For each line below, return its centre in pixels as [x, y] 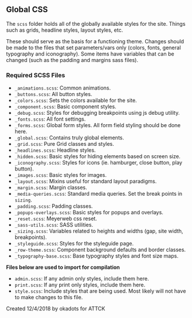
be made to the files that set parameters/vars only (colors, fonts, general [94, 47]
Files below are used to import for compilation [63, 267]
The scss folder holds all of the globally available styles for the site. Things [96, 23]
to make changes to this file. [49, 298]
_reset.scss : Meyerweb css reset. [56, 218]
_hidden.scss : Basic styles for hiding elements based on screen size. [97, 156]
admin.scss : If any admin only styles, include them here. [82, 279]
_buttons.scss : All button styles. [53, 94]
